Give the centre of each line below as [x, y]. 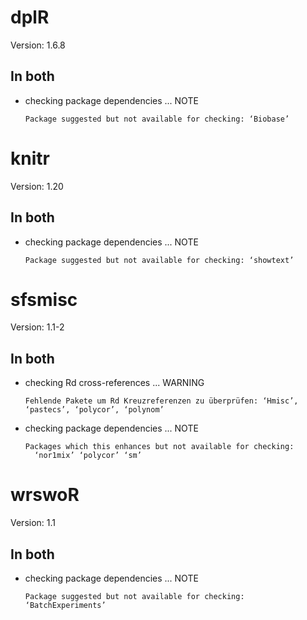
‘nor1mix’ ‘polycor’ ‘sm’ [88, 456]
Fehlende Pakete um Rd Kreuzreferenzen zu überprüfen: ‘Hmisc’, [161, 401]
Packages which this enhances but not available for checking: [159, 447]
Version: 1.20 [37, 186]
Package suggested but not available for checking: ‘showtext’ [159, 260]
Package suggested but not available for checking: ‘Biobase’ [157, 119]
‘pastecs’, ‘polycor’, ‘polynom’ [94, 410]
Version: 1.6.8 [38, 45]
